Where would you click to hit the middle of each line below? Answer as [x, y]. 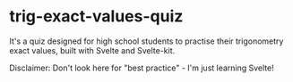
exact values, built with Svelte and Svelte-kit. [92, 50]
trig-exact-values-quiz [96, 16]
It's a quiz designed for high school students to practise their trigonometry [146, 41]
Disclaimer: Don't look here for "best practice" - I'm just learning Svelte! [142, 68]
